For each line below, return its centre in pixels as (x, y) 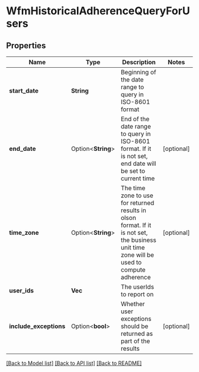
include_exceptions (37, 326)
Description (139, 62)
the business (139, 240)
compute (133, 270)
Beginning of (138, 72)
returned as (137, 334)
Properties (26, 45)
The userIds (137, 287)
